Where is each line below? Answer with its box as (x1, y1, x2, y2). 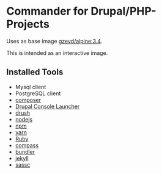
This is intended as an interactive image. (6, 49, 108, 56)
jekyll (15, 154, 29, 162)
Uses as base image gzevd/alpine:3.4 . (6, 37, 103, 45)
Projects (6, 17, 50, 31)
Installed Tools (6, 67, 64, 78)
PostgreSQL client (15, 90, 61, 97)
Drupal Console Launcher (15, 103, 80, 110)
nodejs (15, 115, 32, 123)
